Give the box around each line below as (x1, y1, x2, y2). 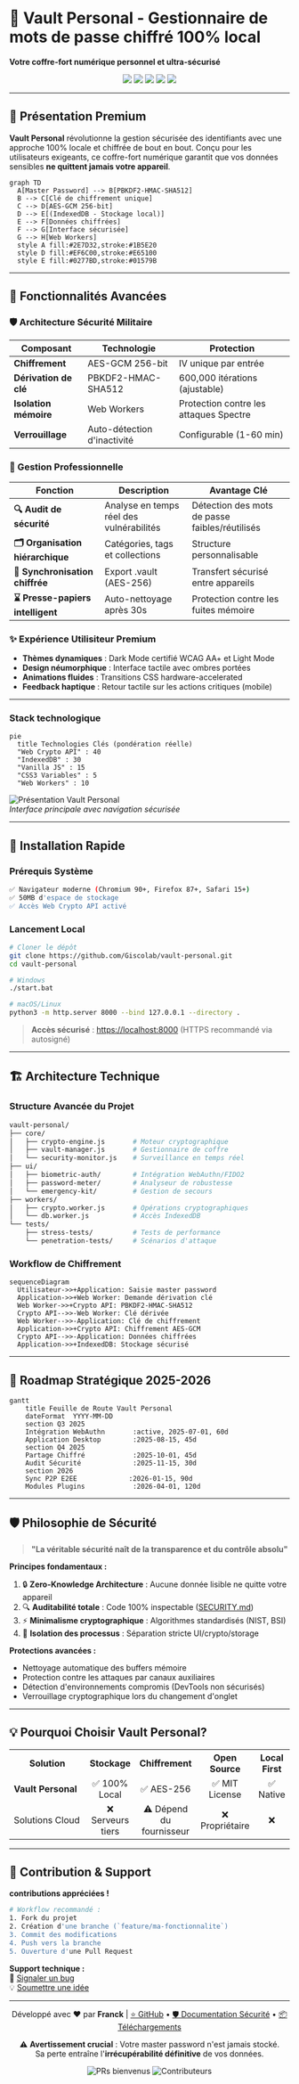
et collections (104, 549, 161, 561)
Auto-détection (87, 423, 153, 436)
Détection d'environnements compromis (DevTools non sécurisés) (21, 1681, 265, 1692)
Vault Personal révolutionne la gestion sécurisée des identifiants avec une (9, 133, 282, 143)
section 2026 (25, 1466, 74, 1475)
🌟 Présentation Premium (9, 109, 147, 124)
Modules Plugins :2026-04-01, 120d (25, 1482, 201, 1491)
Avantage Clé (208, 484, 269, 496)
